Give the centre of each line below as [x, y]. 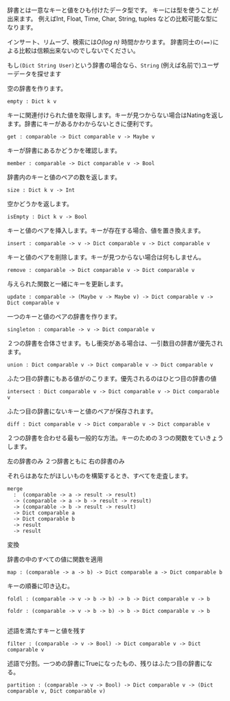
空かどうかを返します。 [40, 204]
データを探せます [37, 74]
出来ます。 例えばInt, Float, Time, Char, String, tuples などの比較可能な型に [113, 19]
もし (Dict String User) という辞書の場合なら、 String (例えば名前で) [104, 65]
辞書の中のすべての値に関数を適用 [55, 559]
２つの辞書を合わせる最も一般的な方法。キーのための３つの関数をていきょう [115, 438]
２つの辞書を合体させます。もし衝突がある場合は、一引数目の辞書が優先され [115, 343]
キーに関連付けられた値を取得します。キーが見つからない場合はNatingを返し [115, 115]
